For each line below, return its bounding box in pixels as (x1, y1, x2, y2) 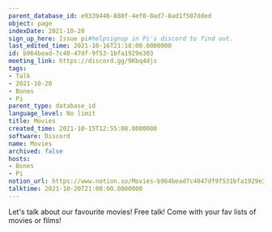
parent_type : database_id (8, 102, 96, 110)
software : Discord (8, 132, 70, 140)
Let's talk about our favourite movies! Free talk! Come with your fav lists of (8, 207, 257, 217)
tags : (8, 65, 27, 73)
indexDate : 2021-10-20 (8, 27, 85, 35)
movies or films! (8, 215, 62, 225)
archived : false (8, 147, 63, 155)
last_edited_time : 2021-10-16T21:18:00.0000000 (8, 42, 172, 50)
